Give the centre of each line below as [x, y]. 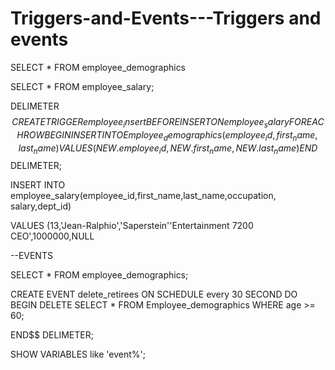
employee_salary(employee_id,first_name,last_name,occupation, [143, 196]
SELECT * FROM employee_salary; [82, 86]
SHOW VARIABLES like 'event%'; [78, 354]
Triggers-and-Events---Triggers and [166, 18]
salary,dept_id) [41, 206]
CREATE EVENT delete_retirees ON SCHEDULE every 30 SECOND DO [154, 294]
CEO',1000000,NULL [52, 236]
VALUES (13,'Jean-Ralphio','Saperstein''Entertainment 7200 [132, 226]
